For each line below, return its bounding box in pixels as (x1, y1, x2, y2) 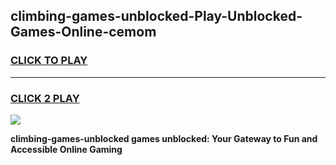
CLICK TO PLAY (10, 54, 88, 68)
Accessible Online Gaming (10, 143, 123, 155)
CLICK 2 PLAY (10, 91, 80, 105)
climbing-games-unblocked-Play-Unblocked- (10, 8, 303, 25)
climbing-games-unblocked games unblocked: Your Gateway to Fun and (10, 132, 318, 144)
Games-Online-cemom (10, 24, 157, 41)
